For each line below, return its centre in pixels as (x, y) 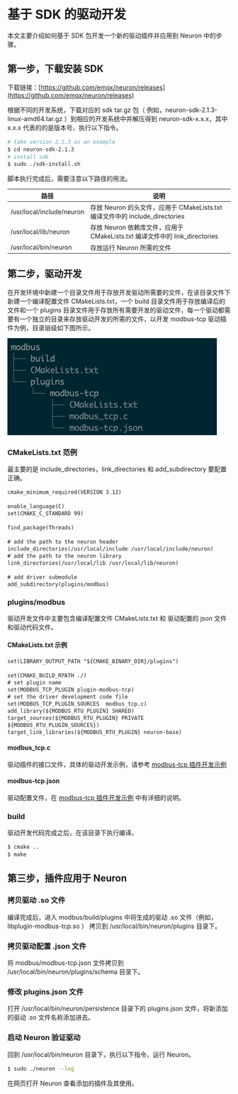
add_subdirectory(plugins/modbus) (58, 585)
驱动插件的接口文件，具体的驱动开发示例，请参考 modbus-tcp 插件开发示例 (117, 764)
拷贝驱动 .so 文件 (36, 901)
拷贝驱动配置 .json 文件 (47, 946)
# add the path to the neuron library (64, 556)
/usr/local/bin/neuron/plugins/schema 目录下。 (76, 972)
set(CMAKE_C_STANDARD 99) (45, 514)
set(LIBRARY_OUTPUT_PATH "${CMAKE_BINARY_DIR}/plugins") (93, 661)
